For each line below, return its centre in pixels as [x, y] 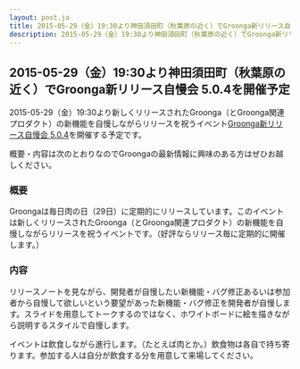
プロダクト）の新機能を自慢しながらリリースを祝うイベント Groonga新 [138, 124]
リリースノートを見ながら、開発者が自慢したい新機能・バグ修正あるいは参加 [150, 291]
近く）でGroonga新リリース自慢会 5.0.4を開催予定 [150, 89]
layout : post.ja [39, 17]
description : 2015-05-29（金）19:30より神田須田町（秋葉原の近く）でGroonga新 [146, 34]
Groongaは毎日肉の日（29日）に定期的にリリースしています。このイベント [146, 212]
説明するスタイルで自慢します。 [75, 325]
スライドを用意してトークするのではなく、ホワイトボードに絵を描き [149, 314]
